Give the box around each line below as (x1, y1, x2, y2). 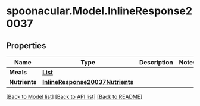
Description (139, 58, 174, 66)
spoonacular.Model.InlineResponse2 (6, 4, 192, 18)
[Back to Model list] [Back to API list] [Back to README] (6, 93, 143, 100)
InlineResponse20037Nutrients (42, 78, 134, 86)
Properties (6, 40, 46, 51)
